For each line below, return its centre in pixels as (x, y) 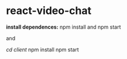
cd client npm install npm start (42, 49)
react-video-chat (49, 11)
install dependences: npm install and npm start (63, 27)
